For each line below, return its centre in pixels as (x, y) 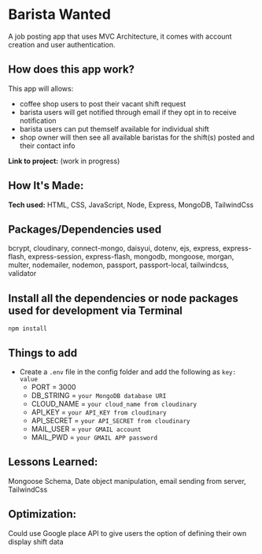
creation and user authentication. (62, 44)
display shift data (36, 541)
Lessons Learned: (53, 462)
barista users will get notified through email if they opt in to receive (128, 112)
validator (22, 273)
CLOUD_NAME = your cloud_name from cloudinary (114, 404)
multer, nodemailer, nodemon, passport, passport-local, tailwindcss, (119, 265)
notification (38, 121)
